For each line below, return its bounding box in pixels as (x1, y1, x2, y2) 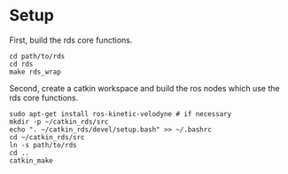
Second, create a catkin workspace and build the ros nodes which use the (9, 83, 280, 93)
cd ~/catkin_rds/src (9, 132, 86, 142)
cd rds (9, 59, 34, 68)
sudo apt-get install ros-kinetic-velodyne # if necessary (9, 109, 232, 118)
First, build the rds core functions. (9, 35, 133, 45)
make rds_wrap (9, 67, 62, 76)
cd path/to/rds (9, 51, 66, 60)
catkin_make (9, 156, 53, 165)
